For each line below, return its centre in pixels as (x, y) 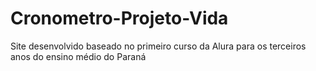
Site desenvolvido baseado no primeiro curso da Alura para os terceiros (158, 46)
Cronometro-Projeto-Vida (119, 18)
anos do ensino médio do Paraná (78, 56)
